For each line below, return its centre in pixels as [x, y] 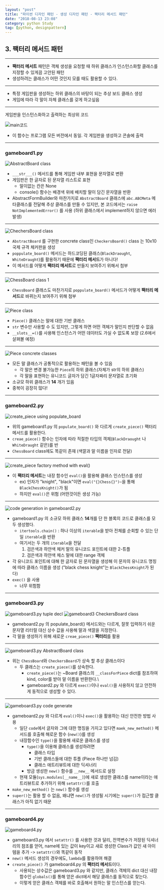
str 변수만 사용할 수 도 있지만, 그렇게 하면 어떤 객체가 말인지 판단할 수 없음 [83, 327]
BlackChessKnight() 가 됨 [44, 487]
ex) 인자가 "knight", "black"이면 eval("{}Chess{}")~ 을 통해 [77, 481]
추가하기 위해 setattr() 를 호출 [70, 783]
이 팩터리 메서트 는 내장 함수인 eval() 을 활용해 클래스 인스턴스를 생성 [77, 475]
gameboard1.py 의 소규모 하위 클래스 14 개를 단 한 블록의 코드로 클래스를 [81, 518]
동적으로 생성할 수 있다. [54, 691]
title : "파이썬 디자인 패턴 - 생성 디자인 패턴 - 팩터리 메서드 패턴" [66, 14]
